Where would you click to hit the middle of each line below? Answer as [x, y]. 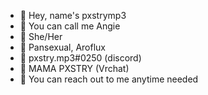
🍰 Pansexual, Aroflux [62, 47]
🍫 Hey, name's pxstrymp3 [73, 15]
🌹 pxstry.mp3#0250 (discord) [80, 58]
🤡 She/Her [41, 36]
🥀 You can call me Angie [70, 26]
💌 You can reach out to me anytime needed [109, 79]
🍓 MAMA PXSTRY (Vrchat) [74, 68]
